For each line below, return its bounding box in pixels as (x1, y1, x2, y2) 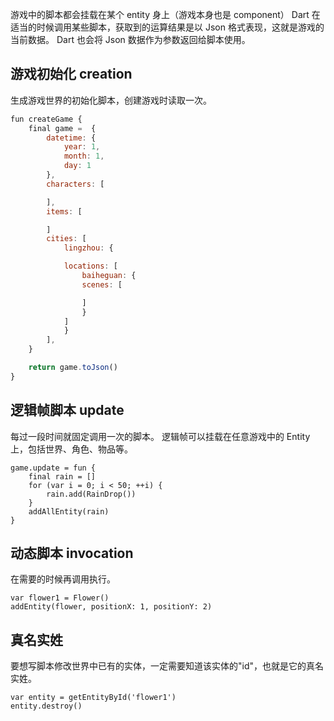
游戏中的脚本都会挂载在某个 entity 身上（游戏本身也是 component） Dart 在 (10, 9, 321, 20)
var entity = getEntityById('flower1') (10, 693, 177, 703)
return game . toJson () (28, 363, 118, 373)
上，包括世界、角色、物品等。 (10, 443, 133, 455)
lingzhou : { (63, 243, 114, 253)
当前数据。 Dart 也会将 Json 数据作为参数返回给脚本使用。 (10, 34, 251, 45)
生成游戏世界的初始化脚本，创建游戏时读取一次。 (10, 94, 212, 106)
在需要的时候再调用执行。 (10, 573, 116, 585)
